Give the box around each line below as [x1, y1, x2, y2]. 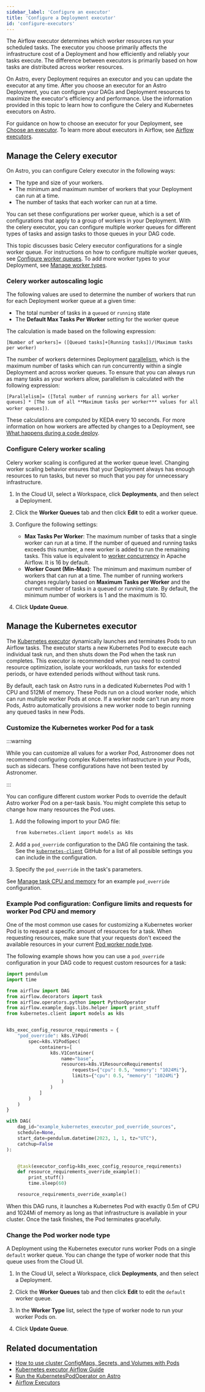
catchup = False [17, 1141, 53, 1147]
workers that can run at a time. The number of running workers [24, 572, 184, 579]
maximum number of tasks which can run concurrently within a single [6, 362, 182, 369]
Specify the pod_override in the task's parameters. [15, 865, 143, 873]
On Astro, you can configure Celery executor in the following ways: [6, 167, 176, 175]
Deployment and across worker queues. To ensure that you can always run [6, 369, 196, 376]
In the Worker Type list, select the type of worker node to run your [15, 1307, 184, 1314]
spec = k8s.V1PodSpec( [28, 1038, 81, 1045]
